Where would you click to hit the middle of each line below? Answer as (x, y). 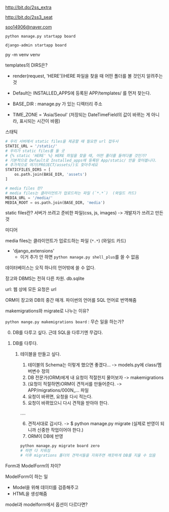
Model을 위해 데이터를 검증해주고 (46, 487)
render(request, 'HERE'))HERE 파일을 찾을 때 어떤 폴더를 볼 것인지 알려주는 (88, 76)
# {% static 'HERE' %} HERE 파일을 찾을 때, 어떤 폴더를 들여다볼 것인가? (76, 155)
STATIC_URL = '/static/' (31, 146)
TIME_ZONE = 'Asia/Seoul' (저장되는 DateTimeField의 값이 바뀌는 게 (81, 115)
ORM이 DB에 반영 (45, 436)
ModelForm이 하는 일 (27, 476)
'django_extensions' (33, 251)
